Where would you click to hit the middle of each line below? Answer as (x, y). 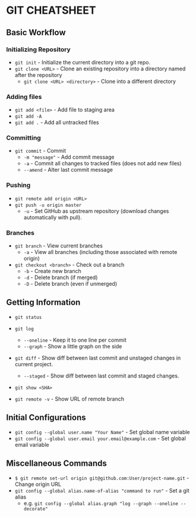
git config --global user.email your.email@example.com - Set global (100, 438)
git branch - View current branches (59, 246)
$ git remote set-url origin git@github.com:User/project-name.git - (102, 478)
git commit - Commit (40, 151)
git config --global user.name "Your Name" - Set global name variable (102, 432)
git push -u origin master (48, 205)
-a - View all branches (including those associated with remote (100, 252)
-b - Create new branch (53, 271)
